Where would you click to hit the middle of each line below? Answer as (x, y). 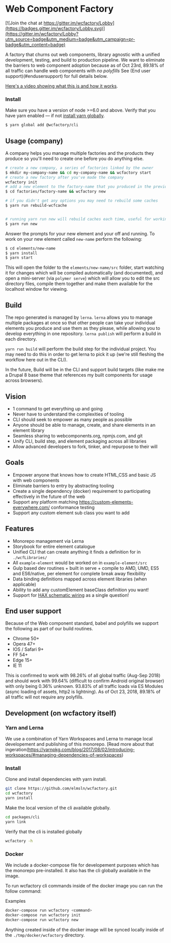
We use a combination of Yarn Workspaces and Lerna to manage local (79, 739)
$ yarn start (19, 258)
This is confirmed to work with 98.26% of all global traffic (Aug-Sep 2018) (83, 676)
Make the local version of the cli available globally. (58, 808)
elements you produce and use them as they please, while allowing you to (83, 328)
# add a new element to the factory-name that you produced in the (78, 187)
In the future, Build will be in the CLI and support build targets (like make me (85, 370)
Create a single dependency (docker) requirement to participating (82, 491)
